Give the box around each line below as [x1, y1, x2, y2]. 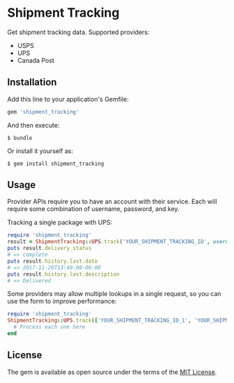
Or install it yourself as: [7, 146, 73, 155]
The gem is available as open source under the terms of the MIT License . [7, 368, 217, 376]
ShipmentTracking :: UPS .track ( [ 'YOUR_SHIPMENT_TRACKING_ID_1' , [7, 317, 192, 325]
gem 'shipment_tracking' [7, 108, 79, 116]
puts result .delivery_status [7, 245, 92, 252]
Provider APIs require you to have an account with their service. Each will [7, 197, 217, 206]
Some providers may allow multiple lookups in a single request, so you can [7, 290, 221, 298]
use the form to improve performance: [7, 297, 117, 306]
